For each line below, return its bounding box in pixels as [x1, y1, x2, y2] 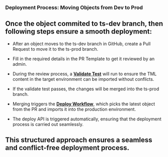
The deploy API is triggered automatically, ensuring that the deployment [12, 116, 162, 122]
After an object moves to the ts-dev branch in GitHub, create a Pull [12, 41, 151, 47]
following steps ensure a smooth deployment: [5, 27, 152, 36]
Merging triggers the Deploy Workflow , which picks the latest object [12, 101, 155, 107]
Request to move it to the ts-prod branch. [12, 46, 99, 52]
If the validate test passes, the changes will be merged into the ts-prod [12, 86, 159, 92]
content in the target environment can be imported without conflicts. [12, 76, 154, 82]
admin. [12, 61, 27, 67]
